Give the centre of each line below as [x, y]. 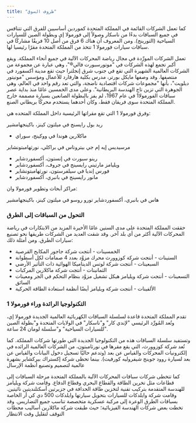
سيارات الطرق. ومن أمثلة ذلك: [40, 240]
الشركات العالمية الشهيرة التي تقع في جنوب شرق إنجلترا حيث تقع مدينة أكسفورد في [98, 70]
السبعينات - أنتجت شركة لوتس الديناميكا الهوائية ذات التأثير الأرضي [87, 263]
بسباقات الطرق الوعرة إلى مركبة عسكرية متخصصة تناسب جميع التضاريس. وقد [92, 401]
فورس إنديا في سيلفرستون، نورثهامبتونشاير [62, 171]
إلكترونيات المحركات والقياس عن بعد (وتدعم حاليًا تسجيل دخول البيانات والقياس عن [97, 353]
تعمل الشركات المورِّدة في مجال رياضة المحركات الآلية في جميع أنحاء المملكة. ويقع [96, 58]
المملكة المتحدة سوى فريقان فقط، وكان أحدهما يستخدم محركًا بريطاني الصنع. [91, 102]
